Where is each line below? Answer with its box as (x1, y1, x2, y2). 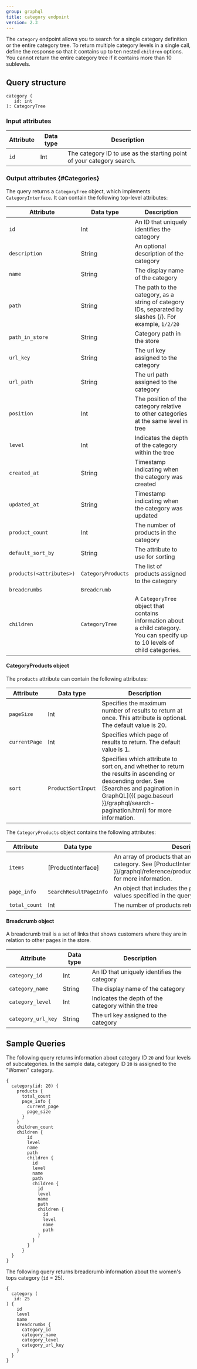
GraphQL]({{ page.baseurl (101, 791, 174, 799)
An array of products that (113, 852, 183, 860)
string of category (134, 298, 185, 306)
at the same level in (134, 416, 188, 425)
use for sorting (134, 553, 175, 561)
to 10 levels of (134, 638, 175, 647)
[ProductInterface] (47, 863, 100, 872)
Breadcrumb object (6, 917, 55, 924)
